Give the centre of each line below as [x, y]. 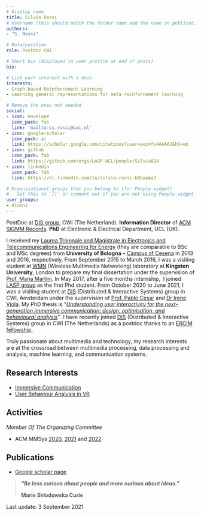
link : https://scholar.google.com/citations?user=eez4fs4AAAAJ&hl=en [100, 145]
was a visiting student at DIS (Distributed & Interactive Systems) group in [96, 291]
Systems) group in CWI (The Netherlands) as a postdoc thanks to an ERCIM [99, 323]
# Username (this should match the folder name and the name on [88, 23]
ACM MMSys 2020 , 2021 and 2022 [58, 439]
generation [20, 310]
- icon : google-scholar [36, 133]
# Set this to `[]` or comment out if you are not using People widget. [101, 194]
